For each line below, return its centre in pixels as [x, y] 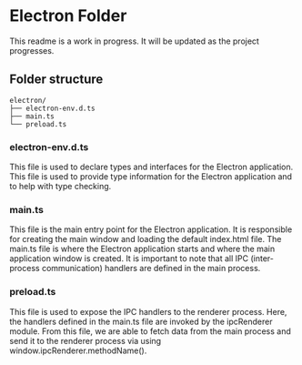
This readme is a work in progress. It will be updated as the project [134, 41]
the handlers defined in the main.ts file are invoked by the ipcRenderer [141, 321]
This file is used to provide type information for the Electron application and [151, 177]
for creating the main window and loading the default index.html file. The [146, 239]
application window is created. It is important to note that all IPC [129, 259]
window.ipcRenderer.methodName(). [78, 350]
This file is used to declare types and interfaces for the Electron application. [151, 167]
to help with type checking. [60, 187]
